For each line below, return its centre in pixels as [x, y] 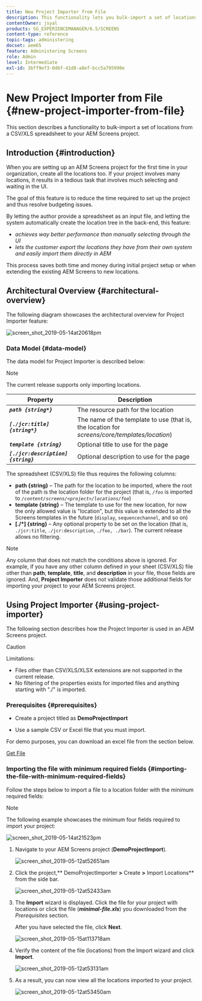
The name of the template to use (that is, [134, 420]
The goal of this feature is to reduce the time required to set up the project [98, 198]
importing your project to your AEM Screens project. [71, 586]
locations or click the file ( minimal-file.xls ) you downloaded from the [101, 909]
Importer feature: [27, 321]
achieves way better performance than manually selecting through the [103, 234]
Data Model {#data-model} [47, 348]
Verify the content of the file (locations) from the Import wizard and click [105, 950]
